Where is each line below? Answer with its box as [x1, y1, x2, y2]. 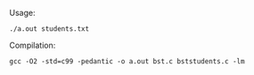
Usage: [9, 8, 36, 18]
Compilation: [9, 40, 56, 50]
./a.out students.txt [9, 25, 90, 34]
